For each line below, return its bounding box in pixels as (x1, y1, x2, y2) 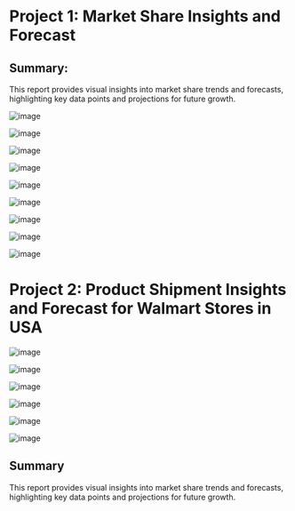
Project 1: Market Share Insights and (9, 6, 282, 27)
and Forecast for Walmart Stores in (9, 299, 272, 319)
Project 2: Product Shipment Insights (9, 280, 287, 299)
